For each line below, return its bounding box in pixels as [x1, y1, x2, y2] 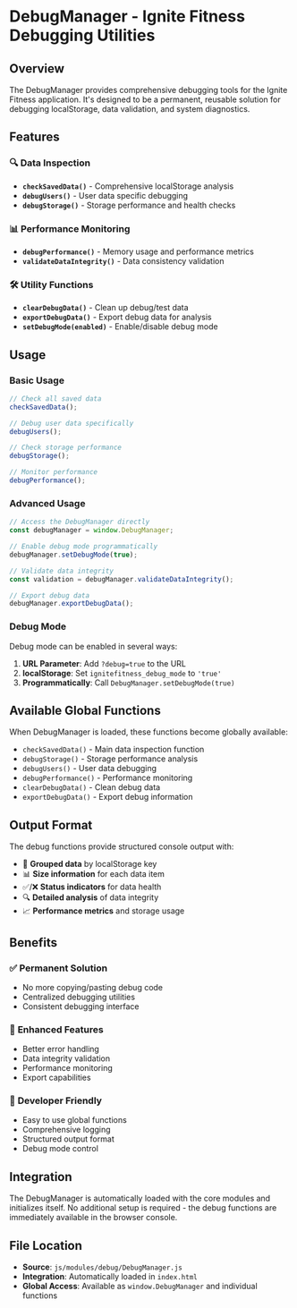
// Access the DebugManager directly [9, 517, 150, 527]
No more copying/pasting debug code [21, 981, 164, 992]
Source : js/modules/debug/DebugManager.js [21, 1261, 183, 1272]
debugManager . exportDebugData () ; [9, 599, 134, 608]
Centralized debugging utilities [21, 991, 136, 1002]
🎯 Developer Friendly [9, 1094, 103, 1107]
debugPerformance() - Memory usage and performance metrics [21, 246, 255, 257]
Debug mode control [21, 1143, 98, 1154]
